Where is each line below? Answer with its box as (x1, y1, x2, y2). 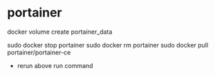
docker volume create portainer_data (7, 28, 113, 36)
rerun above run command (17, 61, 93, 69)
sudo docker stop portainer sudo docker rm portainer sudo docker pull (7, 41, 209, 49)
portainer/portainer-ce (7, 48, 71, 56)
